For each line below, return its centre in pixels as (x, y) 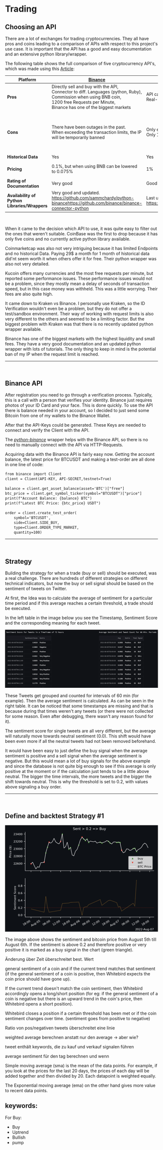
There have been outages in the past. (89, 127)
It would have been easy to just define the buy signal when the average (76, 751)
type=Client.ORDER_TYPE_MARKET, (46, 528)
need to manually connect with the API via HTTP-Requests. (64, 445)
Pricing (15, 169)
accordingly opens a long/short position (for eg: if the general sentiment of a (81, 993)
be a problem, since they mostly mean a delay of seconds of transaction (77, 284)
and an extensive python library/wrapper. (46, 54)
